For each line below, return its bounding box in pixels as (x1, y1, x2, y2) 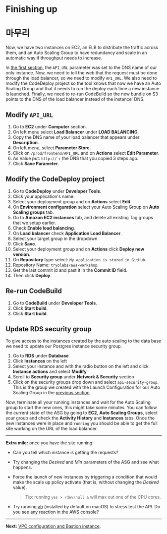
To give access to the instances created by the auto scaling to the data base (5, 338, 162, 344)
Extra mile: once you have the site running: (5, 440, 94, 446)
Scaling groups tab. (12, 209, 54, 215)
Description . (12, 139, 39, 145)
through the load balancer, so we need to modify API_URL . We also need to (5, 75, 157, 81)
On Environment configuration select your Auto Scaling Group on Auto (12, 204, 160, 210)
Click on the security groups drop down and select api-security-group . (12, 379, 159, 385)
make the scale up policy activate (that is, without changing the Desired (12, 479, 159, 485)
